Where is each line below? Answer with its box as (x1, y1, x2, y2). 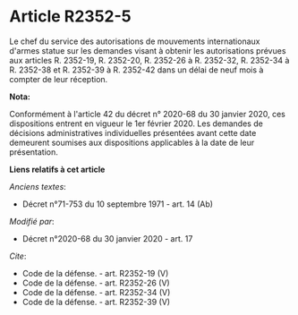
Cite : (9, 251, 27, 261)
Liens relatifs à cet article (9, 164, 106, 175)
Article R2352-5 (9, 6, 132, 27)
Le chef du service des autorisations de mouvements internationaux (9, 36, 260, 47)
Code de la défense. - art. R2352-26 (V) (21, 277, 170, 288)
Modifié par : (9, 216, 55, 226)
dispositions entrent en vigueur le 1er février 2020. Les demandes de (9, 118, 264, 129)
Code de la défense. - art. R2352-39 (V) (21, 296, 171, 307)
